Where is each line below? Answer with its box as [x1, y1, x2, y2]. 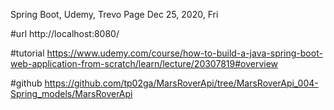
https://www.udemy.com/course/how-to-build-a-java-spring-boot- [46, 47, 323, 59]
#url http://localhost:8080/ [10, 28, 120, 39]
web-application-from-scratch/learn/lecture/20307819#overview [10, 58, 279, 69]
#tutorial [10, 47, 45, 59]
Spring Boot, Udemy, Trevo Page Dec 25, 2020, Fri [10, 9, 219, 20]
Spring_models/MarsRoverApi [10, 88, 133, 99]
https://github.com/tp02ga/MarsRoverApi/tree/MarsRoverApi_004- [44, 77, 319, 89]
